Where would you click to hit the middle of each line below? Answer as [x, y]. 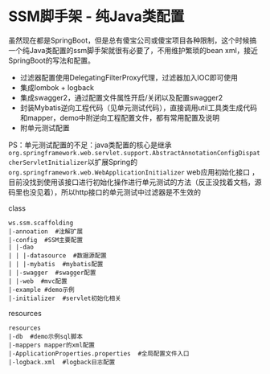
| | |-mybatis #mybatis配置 [56, 264]
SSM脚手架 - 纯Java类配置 [96, 16]
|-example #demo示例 [41, 290]
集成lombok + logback [57, 87]
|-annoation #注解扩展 [45, 231]
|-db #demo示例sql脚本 [45, 336]
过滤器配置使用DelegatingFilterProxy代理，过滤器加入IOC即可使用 [129, 77]
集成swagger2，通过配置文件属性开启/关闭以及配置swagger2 [121, 97]
